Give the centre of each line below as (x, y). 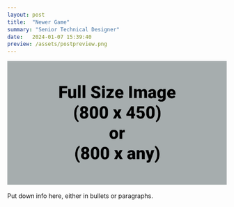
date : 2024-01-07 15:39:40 (49, 37)
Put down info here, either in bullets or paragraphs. (80, 196)
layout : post (26, 15)
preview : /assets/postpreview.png (57, 44)
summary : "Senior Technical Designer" (63, 29)
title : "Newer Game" (39, 22)
